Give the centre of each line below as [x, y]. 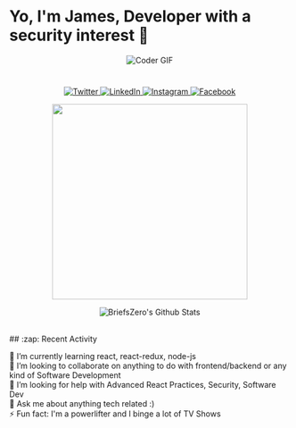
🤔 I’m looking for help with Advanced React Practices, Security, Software [143, 385]
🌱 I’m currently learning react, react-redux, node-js [103, 357]
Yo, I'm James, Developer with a [130, 17]
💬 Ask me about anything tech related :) [82, 404]
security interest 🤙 [79, 35]
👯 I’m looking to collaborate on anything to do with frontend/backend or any [148, 366]
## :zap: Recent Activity [53, 339]
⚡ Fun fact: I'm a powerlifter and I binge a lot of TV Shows [115, 414]
